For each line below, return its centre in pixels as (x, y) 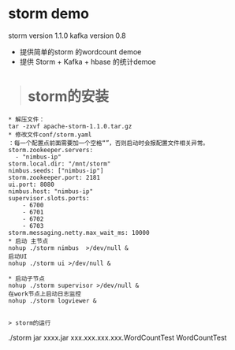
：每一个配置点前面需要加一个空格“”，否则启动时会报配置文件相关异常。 (108, 143)
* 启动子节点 (26, 278)
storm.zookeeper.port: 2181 (54, 177)
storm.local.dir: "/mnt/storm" (60, 164)
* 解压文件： (26, 119)
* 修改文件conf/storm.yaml (50, 135)
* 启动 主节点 (28, 241)
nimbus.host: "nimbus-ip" (50, 191)
